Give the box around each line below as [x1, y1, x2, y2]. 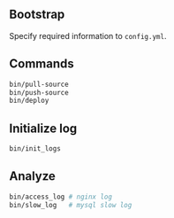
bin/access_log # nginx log [9, 192, 113, 201]
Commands [9, 57, 75, 72]
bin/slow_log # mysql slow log [9, 200, 132, 209]
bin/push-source [9, 88, 69, 97]
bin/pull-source [9, 80, 69, 89]
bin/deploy [9, 97, 49, 105]
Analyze [9, 168, 56, 184]
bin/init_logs [9, 144, 62, 153]
